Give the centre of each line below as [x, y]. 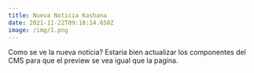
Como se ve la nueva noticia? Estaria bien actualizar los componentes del [127, 53]
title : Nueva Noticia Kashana [58, 15]
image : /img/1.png [38, 30]
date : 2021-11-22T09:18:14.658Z [61, 23]
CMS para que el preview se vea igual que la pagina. [93, 60]
